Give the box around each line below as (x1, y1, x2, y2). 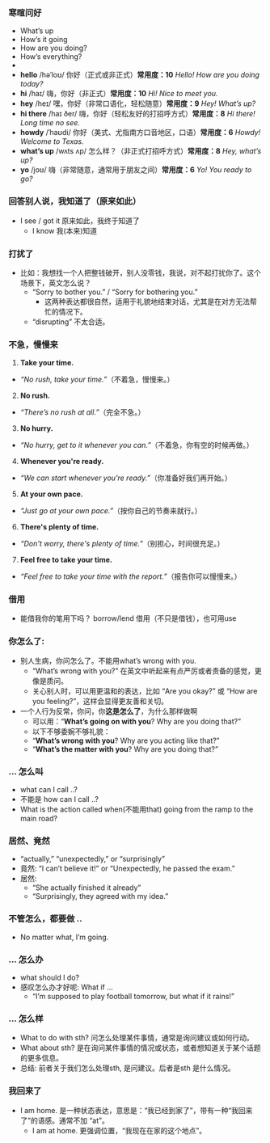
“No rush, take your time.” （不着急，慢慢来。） (19, 374, 175, 385)
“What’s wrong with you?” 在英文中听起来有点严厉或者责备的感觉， (32, 665, 255, 676)
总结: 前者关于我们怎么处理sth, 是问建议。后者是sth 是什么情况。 (19, 1063, 236, 1073)
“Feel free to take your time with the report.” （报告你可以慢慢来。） (19, 571, 242, 581)
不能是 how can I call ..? (19, 795, 99, 804)
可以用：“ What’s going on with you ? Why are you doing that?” (32, 716, 241, 726)
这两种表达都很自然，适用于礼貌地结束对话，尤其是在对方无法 (44, 297, 251, 306)
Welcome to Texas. (19, 137, 84, 146)
